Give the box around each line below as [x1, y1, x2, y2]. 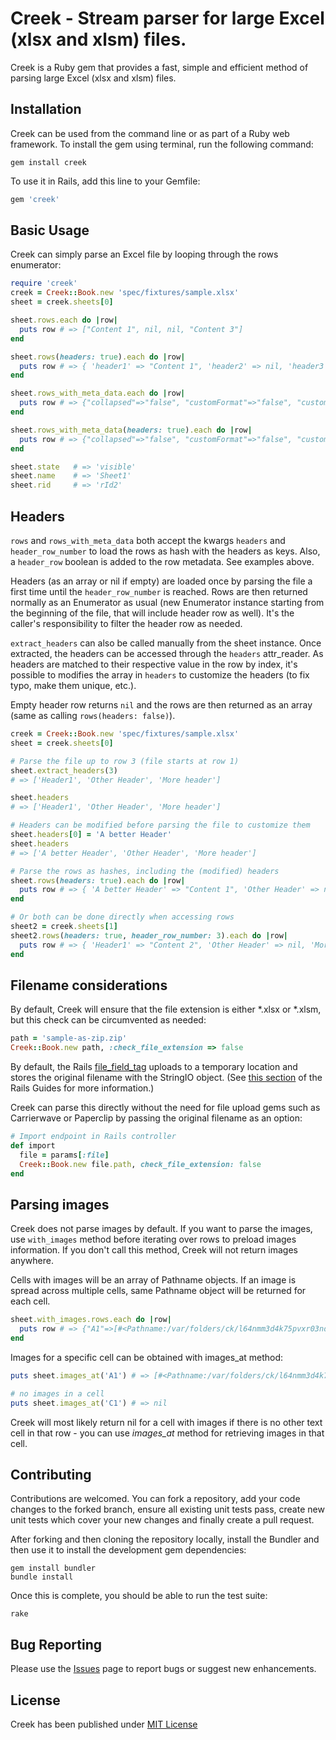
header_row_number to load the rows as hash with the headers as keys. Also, [10, 545, 321, 557]
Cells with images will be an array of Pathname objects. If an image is [10, 1274, 297, 1286]
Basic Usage [10, 222, 90, 239]
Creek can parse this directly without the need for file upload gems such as [10, 1102, 321, 1114]
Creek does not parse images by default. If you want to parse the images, [10, 1223, 313, 1235]
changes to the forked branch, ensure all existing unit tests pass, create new [10, 1503, 325, 1516]
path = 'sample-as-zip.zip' [10, 1033, 128, 1044]
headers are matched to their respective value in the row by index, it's [10, 658, 298, 670]
